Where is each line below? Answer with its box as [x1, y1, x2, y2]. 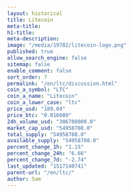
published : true [7, 49, 53, 55]
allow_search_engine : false [7, 55, 88, 62]
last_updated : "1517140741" [7, 162, 88, 170]
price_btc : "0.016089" [7, 112, 72, 118]
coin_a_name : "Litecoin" [7, 93, 78, 100]
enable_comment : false [7, 67, 72, 74]
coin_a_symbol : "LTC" [7, 86, 69, 93]
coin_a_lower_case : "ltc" [7, 99, 81, 106]
